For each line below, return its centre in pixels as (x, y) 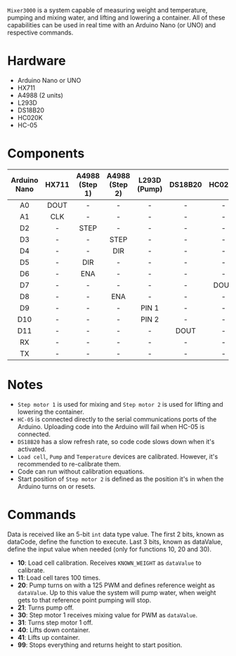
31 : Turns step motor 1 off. (55, 622)
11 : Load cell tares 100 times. (59, 577)
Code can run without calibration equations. (81, 471)
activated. (32, 449)
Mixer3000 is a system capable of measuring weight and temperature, (107, 10)
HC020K (30, 117)
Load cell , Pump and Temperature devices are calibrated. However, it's (118, 457)
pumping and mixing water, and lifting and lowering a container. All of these (116, 18)
